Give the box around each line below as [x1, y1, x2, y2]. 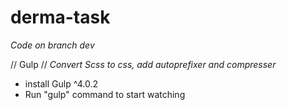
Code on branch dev [10, 39, 95, 51]
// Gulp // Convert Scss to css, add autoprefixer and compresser [10, 58, 277, 70]
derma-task [10, 6, 111, 29]
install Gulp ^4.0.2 [24, 77, 98, 90]
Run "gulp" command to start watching [24, 88, 186, 100]
